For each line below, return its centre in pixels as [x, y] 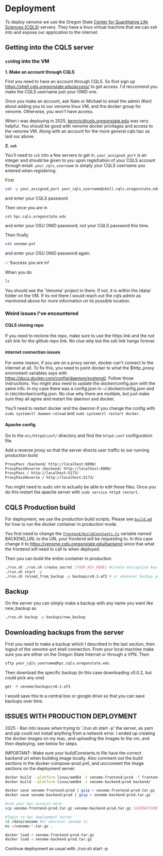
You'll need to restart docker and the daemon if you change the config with [80, 408]
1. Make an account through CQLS [40, 72]
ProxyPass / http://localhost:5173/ [42, 473]
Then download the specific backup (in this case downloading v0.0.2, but [78, 672]
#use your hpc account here [33, 804]
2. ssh [11, 146]
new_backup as [21, 608]
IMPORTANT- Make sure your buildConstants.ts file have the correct [73, 753]
